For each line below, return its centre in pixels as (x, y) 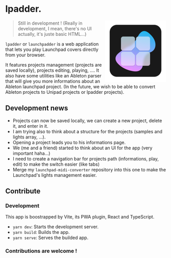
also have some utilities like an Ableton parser (54, 75)
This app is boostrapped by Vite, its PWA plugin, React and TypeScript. (80, 217)
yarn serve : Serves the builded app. (50, 238)
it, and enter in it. (30, 126)
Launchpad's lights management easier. (55, 175)
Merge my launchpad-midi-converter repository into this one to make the (89, 169)
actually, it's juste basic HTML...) (52, 34)
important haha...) (31, 153)
